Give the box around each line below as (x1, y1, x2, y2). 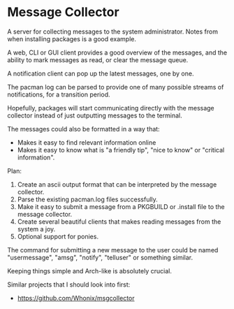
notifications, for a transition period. (7, 90, 110, 99)
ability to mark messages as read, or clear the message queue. (7, 55, 189, 64)
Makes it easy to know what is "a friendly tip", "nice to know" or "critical (17, 145, 225, 154)
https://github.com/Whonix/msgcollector (17, 294, 135, 302)
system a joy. (17, 224, 56, 233)
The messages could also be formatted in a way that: (7, 124, 160, 133)
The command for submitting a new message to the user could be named (7, 245, 219, 254)
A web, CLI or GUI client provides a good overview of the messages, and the (7, 48, 228, 57)
